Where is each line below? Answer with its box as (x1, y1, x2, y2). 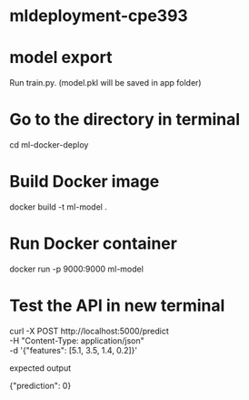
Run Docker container (9, 233, 177, 254)
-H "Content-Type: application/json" (9, 334, 144, 346)
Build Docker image (9, 171, 160, 192)
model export (9, 47, 113, 68)
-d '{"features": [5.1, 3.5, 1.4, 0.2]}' (9, 344, 138, 355)
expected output (9, 362, 72, 374)
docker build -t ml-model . (9, 201, 107, 212)
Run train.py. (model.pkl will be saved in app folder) (9, 77, 202, 88)
